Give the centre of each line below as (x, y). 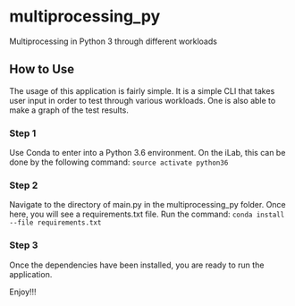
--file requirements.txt (55, 223)
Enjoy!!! (23, 292)
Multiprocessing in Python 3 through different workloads (113, 41)
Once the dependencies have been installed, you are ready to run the (137, 265)
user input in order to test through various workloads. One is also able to (143, 100)
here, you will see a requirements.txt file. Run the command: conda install (147, 214)
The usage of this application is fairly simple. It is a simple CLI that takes (142, 90)
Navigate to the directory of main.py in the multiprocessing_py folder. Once (147, 205)
